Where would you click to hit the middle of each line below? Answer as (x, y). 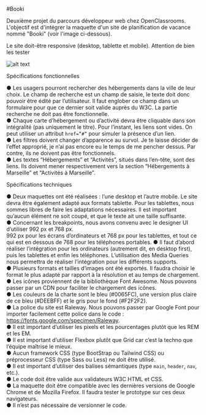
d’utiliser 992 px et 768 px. (40, 229)
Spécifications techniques (39, 184)
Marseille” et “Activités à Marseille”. (51, 173)
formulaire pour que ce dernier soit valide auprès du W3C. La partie (92, 107)
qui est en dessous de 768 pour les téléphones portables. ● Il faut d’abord (101, 242)
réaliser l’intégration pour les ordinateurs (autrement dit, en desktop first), (99, 249)
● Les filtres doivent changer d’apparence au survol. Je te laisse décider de (102, 140)
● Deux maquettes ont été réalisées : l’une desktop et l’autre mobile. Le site (102, 196)
